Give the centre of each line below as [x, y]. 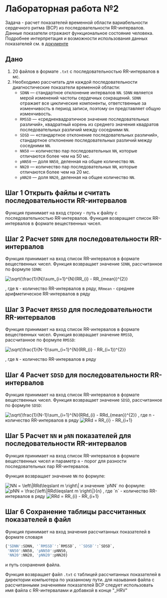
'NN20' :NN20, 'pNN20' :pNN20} [38, 555]
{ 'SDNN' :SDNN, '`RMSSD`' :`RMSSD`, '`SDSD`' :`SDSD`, [60, 546]
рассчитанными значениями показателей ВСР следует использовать [79, 585]
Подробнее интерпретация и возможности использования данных [77, 38]
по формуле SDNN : [24, 269]
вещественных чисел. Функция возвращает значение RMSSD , [69, 335]
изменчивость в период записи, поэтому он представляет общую [90, 108]
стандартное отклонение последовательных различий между [86, 140]
